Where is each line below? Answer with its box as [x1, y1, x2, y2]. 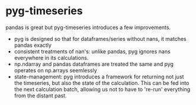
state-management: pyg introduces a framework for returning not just [14, 73, 184, 80]
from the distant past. [14, 92, 67, 99]
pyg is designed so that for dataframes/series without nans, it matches [14, 35, 187, 42]
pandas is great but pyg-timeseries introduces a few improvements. [5, 24, 171, 31]
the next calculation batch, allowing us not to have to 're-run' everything [14, 85, 191, 93]
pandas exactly [14, 42, 52, 49]
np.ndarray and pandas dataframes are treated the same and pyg [14, 61, 174, 68]
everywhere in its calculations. [14, 54, 89, 61]
